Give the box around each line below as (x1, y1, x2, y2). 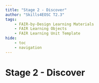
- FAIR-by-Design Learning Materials (14, 21, 94, 27)
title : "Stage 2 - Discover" (5, 7, 67, 13)
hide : (5, 36, 17, 41)
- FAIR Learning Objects (14, 26, 67, 31)
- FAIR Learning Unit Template (14, 31, 81, 36)
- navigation (14, 45, 42, 50)
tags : (5, 17, 17, 22)
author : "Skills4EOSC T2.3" (5, 12, 65, 17)
